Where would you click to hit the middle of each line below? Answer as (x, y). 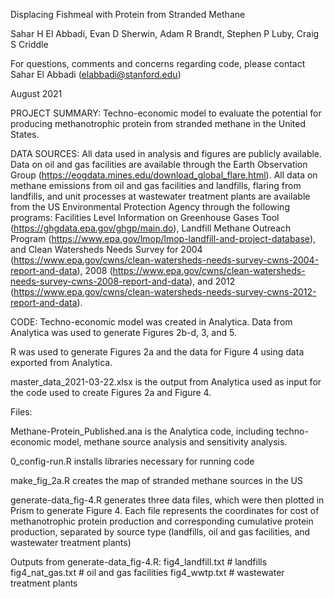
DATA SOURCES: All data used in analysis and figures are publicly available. (166, 153)
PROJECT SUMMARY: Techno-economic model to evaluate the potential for (166, 113)
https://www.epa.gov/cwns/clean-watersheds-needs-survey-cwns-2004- (166, 260)
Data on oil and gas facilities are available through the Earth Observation (159, 164)
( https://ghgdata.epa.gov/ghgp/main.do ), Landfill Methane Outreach (151, 228)
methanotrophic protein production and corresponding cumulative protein (162, 521)
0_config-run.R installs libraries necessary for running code (132, 461)
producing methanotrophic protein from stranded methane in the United (158, 123)
